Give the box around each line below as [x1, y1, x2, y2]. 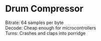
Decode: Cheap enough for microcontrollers [5, 24, 96, 30]
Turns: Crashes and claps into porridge [5, 30, 86, 36]
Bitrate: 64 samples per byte [5, 19, 64, 25]
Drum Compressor [5, 3, 83, 14]
